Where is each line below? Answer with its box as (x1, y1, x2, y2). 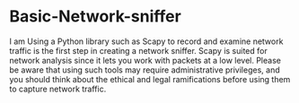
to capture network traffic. (9, 83, 107, 94)
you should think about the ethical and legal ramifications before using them (9, 73, 291, 84)
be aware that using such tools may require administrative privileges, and (9, 64, 280, 75)
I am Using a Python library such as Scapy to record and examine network (9, 36, 284, 47)
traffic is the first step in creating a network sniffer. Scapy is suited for (9, 45, 268, 56)
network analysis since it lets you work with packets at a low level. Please (9, 55, 281, 65)
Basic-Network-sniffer (9, 6, 181, 27)
